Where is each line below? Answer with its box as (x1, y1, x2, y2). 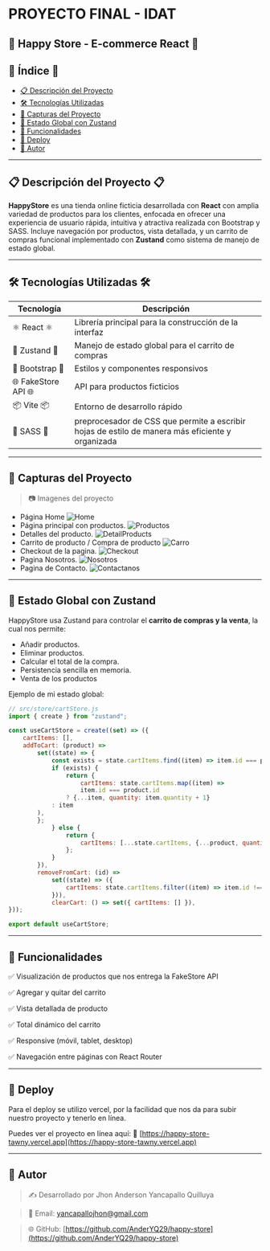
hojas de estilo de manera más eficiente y (74, 426, 231, 437)
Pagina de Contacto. (19, 563, 88, 573)
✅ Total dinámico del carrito (8, 1020, 101, 1029)
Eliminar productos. (19, 648, 85, 657)
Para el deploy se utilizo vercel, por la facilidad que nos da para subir (8, 1104, 237, 1114)
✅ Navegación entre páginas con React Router (8, 1052, 162, 1061)
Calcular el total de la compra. (19, 656, 120, 666)
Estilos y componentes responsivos (74, 363, 209, 374)
